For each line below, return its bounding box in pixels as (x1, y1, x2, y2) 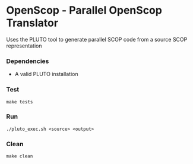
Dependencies (6, 57, 49, 65)
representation (6, 42, 42, 49)
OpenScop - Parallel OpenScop (6, 4, 162, 17)
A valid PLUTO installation (14, 71, 78, 78)
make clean (6, 153, 33, 159)
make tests (6, 99, 33, 105)
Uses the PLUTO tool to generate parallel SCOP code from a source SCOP (6, 36, 188, 43)
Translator (6, 16, 58, 30)
